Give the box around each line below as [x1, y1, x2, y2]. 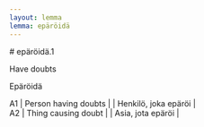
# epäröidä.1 [9, 46, 55, 56]
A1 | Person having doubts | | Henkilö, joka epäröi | [9, 97, 196, 108]
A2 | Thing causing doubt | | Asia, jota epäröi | [9, 107, 180, 118]
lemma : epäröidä [9, 21, 70, 30]
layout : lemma [9, 13, 63, 22]
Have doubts [9, 63, 57, 74]
